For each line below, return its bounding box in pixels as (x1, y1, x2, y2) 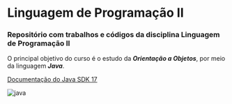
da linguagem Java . (7, 61, 65, 70)
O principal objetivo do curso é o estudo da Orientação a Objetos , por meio (7, 54, 226, 63)
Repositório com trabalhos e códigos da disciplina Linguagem (7, 30, 220, 40)
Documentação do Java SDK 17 (7, 75, 98, 84)
